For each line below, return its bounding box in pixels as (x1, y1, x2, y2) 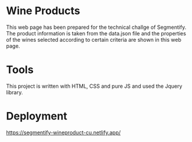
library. (6, 88, 24, 95)
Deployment (6, 110, 68, 123)
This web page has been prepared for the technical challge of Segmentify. (6, 24, 187, 31)
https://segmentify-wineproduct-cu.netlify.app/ (6, 128, 121, 136)
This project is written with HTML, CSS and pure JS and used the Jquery (6, 82, 183, 90)
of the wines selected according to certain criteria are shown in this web (6, 36, 181, 43)
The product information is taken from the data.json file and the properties (6, 29, 187, 37)
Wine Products (6, 4, 81, 18)
